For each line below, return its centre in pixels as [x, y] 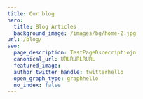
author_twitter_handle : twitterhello [69, 72]
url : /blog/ [25, 40]
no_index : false [37, 85]
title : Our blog [31, 14]
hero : [15, 20]
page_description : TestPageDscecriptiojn [75, 53]
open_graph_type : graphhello [56, 78]
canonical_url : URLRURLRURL [55, 59]
